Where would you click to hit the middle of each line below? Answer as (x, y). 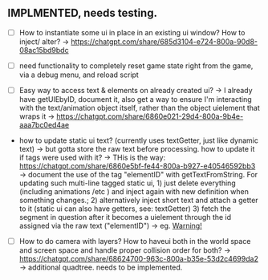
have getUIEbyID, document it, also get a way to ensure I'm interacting (135, 99)
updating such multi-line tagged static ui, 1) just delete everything (127, 183)
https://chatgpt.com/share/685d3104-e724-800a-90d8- (164, 41)
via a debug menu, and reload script (79, 75)
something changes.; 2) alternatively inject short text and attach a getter (138, 200)
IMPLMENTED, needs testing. (83, 13)
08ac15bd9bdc (44, 50)
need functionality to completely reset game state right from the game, (136, 65)
